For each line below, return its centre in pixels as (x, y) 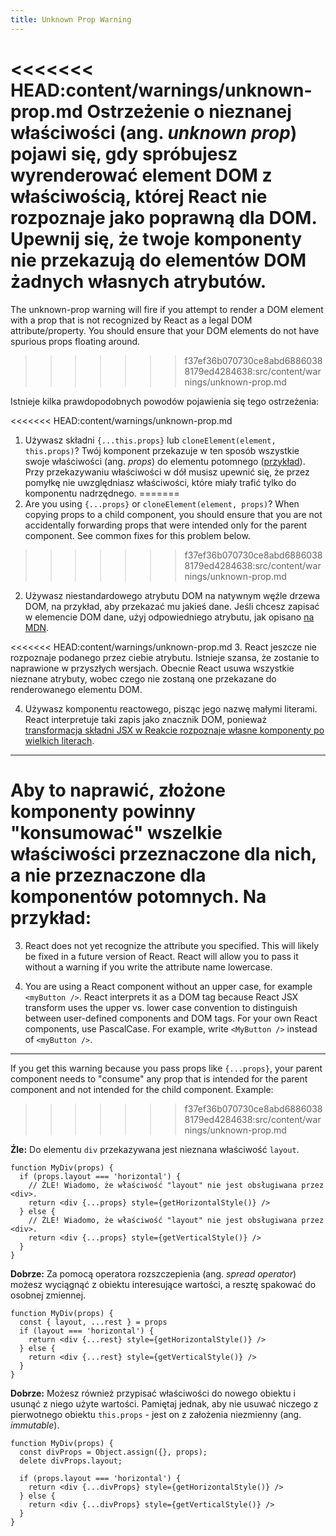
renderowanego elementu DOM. (76, 689)
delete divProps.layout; (71, 1461)
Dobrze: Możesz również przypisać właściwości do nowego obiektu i (153, 1393)
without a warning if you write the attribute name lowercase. (148, 967)
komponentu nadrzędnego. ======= (102, 493)
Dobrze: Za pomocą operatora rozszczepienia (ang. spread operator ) (153, 1273)
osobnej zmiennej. (48, 1295)
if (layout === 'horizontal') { (87, 1331)
